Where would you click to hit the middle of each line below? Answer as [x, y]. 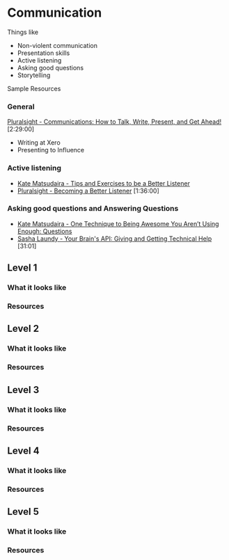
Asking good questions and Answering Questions [93, 209]
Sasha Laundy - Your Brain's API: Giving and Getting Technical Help [114, 239]
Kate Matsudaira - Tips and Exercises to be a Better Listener [103, 183]
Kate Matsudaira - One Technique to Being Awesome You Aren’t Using [118, 223]
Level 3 [23, 390]
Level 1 [22, 268]
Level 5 [23, 512]
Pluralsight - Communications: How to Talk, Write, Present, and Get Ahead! [114, 122]
